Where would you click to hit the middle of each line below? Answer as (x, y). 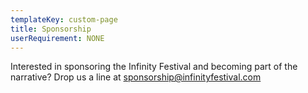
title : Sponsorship (51, 29)
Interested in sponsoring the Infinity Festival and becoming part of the (154, 67)
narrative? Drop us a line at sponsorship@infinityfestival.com (136, 77)
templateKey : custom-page (64, 19)
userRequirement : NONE (57, 38)
